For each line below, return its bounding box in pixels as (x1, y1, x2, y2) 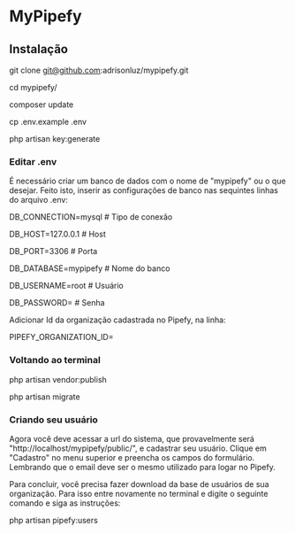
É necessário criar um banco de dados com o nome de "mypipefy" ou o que (9, 175, 286, 187)
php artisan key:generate (9, 134, 101, 143)
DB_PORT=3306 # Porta (9, 246, 98, 257)
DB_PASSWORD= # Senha (9, 298, 105, 308)
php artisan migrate (9, 391, 81, 402)
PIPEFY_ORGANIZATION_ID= (9, 332, 114, 343)
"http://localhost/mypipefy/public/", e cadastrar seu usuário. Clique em (9, 443, 267, 453)
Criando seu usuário (9, 414, 99, 426)
